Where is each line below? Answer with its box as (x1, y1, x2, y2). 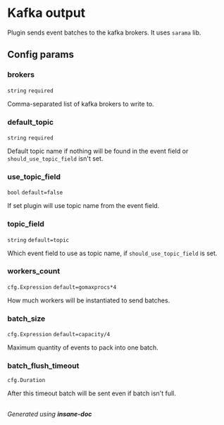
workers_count (7, 266, 61, 276)
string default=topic (7, 236, 69, 244)
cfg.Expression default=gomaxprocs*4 (7, 283, 117, 290)
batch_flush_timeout (7, 361, 80, 371)
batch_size (7, 314, 46, 324)
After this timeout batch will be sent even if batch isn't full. (7, 389, 176, 398)
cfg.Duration (7, 377, 46, 384)
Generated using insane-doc (7, 409, 92, 418)
